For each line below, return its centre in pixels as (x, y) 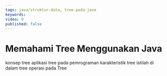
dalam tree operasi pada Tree (36, 68)
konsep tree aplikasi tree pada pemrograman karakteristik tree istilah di (79, 63)
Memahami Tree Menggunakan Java (84, 49)
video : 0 (14, 19)
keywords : (16, 15)
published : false (24, 24)
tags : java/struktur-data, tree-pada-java (51, 10)
